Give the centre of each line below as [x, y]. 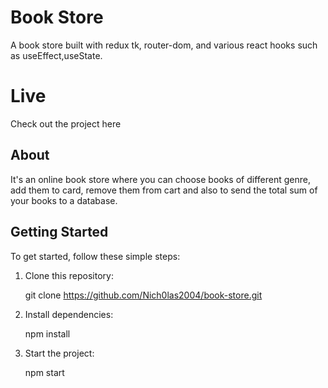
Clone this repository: [69, 275]
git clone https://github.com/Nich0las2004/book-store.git [143, 295]
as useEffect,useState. [56, 55]
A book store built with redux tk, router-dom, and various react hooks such [164, 45]
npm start [44, 372]
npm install [47, 333]
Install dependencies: [69, 314]
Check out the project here [66, 123]
